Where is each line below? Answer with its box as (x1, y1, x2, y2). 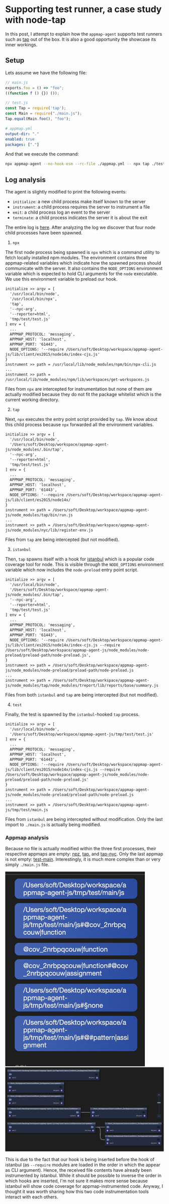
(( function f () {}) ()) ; (5, 91, 59, 96)
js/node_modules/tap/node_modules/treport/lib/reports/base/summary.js (5, 683, 158, 688)
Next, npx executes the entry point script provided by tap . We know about (5, 416, 157, 422)
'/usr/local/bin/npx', (10, 296, 57, 302)
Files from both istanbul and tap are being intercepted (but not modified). (5, 692, 158, 698)
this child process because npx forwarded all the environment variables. (5, 422, 154, 428)
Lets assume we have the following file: (5, 70, 87, 76)
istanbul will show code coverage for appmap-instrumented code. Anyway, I (5, 1183, 163, 1189)
